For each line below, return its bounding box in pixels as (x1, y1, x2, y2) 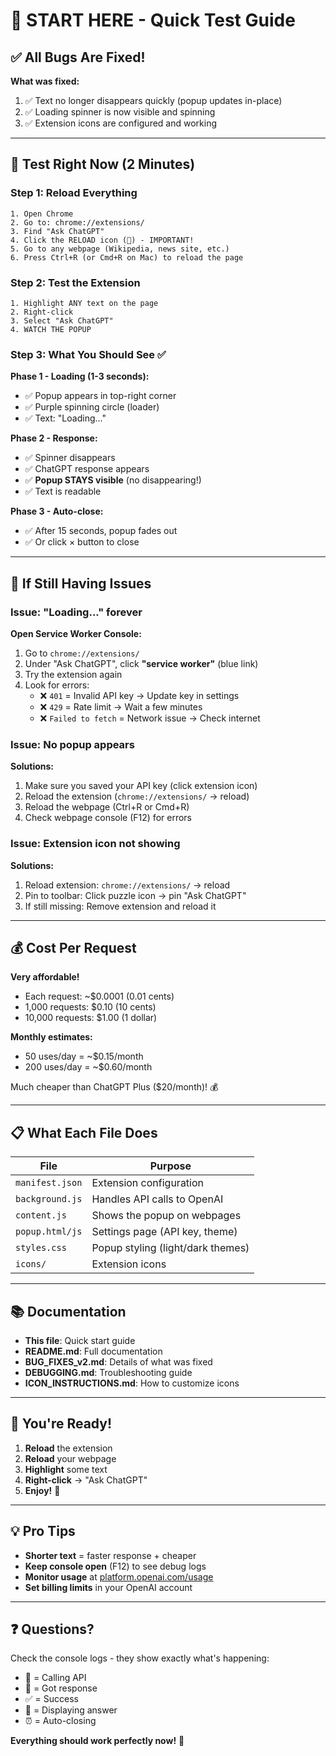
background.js (15, 1194, 83, 1205)
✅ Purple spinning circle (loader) (24, 401, 160, 413)
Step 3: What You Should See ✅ (10, 347, 167, 361)
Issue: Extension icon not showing (10, 837, 181, 851)
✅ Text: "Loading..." (24, 412, 107, 424)
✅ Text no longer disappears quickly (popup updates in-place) (24, 95, 283, 106)
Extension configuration (91, 1176, 205, 1190)
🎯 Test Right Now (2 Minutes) (10, 156, 196, 173)
